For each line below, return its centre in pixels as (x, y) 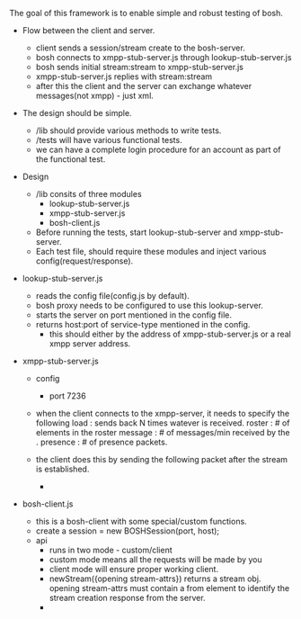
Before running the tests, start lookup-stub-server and (137, 232)
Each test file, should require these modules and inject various (151, 251)
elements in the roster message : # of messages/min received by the (163, 432)
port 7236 (68, 396)
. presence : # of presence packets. (102, 442)
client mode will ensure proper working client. (133, 569)
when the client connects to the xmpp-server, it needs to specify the (163, 413)
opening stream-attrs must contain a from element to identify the (169, 588)
